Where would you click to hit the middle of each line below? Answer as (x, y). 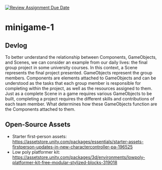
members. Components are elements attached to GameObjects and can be (81, 78)
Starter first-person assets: (39, 136)
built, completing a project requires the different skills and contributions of (80, 99)
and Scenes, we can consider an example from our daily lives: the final (76, 62)
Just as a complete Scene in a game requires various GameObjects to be (79, 94)
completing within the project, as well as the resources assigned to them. (79, 88)
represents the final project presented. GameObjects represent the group (79, 73)
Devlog (16, 45)
